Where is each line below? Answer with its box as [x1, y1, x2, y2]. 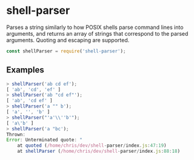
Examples [6, 65, 44, 75]
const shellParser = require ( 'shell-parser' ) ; [6, 48, 126, 54]
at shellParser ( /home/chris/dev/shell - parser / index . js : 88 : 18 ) [17, 149, 181, 155]
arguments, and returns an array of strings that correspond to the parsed [6, 30, 189, 37]
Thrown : [6, 131, 26, 138]
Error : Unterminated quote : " [6, 137, 83, 143]
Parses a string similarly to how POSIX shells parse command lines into [6, 24, 184, 31]
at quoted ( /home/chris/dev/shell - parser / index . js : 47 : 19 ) [17, 142, 167, 149]
